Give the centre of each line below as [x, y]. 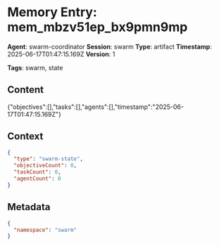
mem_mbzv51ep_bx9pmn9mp [98, 27]
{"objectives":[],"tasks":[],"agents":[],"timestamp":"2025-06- [96, 107]
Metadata [29, 207]
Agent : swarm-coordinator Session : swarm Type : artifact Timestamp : [110, 46]
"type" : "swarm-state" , [48, 159]
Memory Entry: [52, 12]
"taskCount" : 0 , [37, 172]
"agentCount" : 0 [37, 179]
